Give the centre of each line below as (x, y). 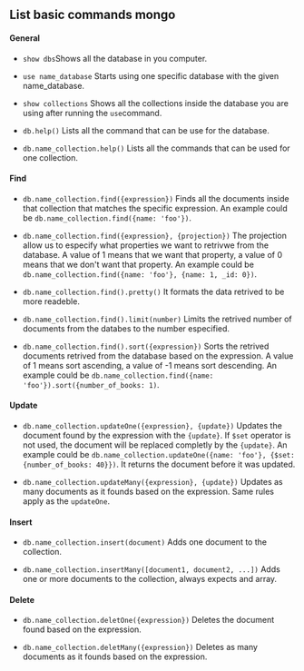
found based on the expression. (82, 629)
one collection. (50, 157)
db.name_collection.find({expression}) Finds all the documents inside (156, 198)
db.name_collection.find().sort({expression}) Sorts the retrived (146, 346)
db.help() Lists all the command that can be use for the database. (146, 130)
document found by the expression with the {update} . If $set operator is (157, 435)
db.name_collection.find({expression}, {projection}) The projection (155, 235)
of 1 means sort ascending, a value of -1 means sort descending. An (150, 365)
